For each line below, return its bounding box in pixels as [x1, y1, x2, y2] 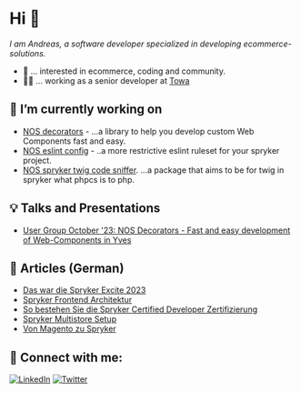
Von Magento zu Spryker [22, 323, 116, 335]
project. [22, 155, 52, 166]
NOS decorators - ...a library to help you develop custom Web [22, 126, 255, 136]
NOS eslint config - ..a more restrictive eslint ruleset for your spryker [22, 145, 280, 156]
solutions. [9, 47, 46, 58]
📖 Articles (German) [9, 260, 125, 276]
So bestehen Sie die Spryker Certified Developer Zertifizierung [22, 304, 258, 315]
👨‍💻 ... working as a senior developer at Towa [22, 75, 190, 86]
